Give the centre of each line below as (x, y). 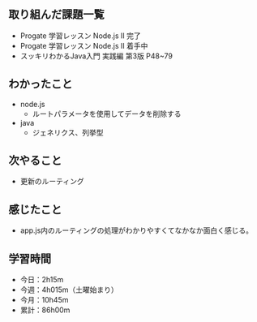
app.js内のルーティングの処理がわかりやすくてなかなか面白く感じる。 (137, 230)
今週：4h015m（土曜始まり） (69, 290)
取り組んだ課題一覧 (56, 15)
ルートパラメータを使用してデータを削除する (107, 114)
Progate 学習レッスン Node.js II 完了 (80, 36)
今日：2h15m (42, 280)
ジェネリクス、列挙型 (68, 132)
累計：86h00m (45, 310)
